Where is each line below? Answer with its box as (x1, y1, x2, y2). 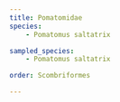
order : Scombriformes (9, 71, 91, 80)
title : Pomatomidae (9, 13, 83, 23)
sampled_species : (9, 46, 75, 55)
